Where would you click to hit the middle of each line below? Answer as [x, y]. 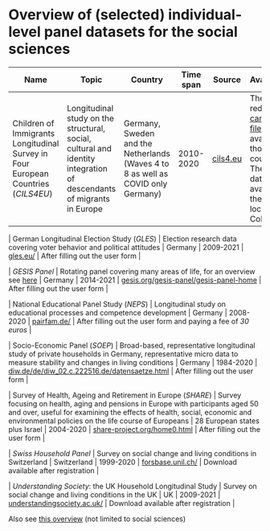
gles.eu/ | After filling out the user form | [75, 256]
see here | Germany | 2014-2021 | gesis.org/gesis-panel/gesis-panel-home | [135, 280]
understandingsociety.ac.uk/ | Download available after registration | [122, 503]
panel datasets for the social [141, 32]
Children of [33, 123]
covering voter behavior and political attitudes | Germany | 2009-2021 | [126, 247]
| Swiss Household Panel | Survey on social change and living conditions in [133, 453]
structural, [86, 128]
